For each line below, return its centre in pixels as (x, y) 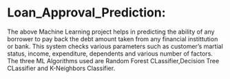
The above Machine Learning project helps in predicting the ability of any (111, 32)
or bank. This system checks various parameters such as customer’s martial (115, 46)
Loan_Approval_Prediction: (87, 13)
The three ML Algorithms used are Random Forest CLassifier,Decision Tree (113, 60)
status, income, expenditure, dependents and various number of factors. (110, 54)
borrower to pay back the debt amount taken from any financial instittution (113, 38)
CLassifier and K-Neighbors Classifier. (61, 68)
